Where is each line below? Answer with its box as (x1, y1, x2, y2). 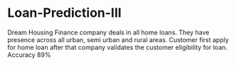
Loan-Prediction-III (7, 5, 122, 21)
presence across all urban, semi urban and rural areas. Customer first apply (7, 35, 230, 44)
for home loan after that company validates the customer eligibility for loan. (7, 43, 227, 51)
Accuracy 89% (7, 51, 51, 59)
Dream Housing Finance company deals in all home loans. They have (7, 28, 210, 37)
